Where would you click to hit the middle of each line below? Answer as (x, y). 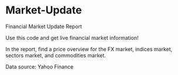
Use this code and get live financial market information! (72, 37)
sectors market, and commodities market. (56, 55)
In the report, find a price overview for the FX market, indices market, (89, 49)
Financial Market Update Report (44, 26)
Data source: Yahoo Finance (40, 67)
